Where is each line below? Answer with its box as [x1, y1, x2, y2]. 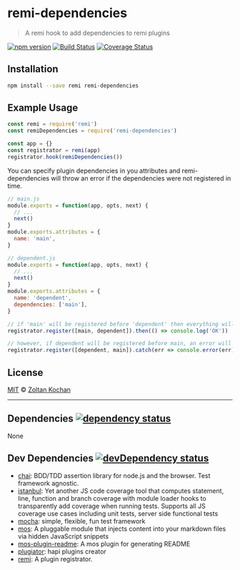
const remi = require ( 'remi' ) [7, 121, 98, 128]
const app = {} [7, 141, 53, 148]
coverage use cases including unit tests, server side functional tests [17, 509, 219, 518]
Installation [7, 63, 59, 76]
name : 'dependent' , [14, 295, 72, 302]
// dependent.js [7, 255, 56, 262]
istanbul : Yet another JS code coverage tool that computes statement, [17, 487, 224, 495]
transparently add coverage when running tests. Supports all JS [17, 502, 206, 510]
